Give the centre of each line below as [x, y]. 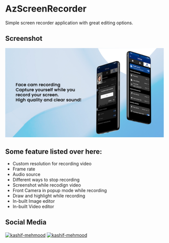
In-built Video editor [33, 207]
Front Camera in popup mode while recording [60, 191]
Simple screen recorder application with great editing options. [69, 23]
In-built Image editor [34, 201]
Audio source [26, 174]
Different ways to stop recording [46, 180]
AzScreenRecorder [46, 9]
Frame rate [24, 169]
